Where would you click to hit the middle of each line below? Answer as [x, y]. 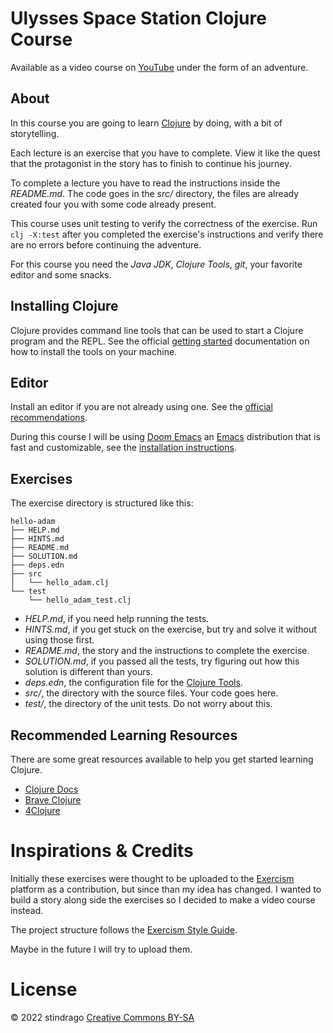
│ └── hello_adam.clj [60, 583]
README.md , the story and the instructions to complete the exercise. [167, 651]
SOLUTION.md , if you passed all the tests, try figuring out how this [162, 661]
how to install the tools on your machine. [94, 351]
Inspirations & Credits [102, 851]
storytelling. [35, 133]
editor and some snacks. [61, 274]
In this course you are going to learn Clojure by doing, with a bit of [146, 123]
